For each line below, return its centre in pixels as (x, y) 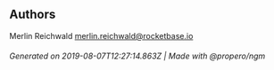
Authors (33, 15)
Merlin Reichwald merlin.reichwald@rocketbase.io (101, 35)
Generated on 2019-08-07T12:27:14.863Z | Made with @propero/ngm (137, 56)
